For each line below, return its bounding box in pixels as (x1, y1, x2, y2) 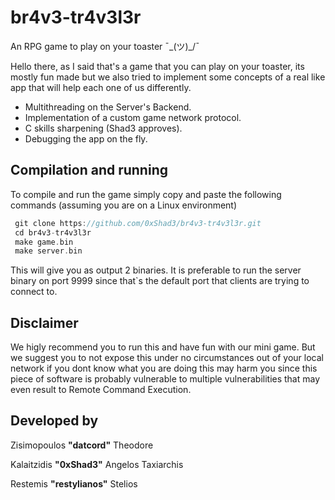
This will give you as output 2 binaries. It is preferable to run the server (10, 264, 302, 276)
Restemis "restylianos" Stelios (10, 477, 138, 490)
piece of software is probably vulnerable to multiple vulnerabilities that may (10, 373, 321, 385)
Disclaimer (10, 314, 79, 331)
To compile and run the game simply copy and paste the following (10, 188, 282, 200)
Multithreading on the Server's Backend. (24, 101, 192, 113)
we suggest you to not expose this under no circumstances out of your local (10, 352, 324, 364)
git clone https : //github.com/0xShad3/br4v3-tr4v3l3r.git (14, 218, 262, 228)
